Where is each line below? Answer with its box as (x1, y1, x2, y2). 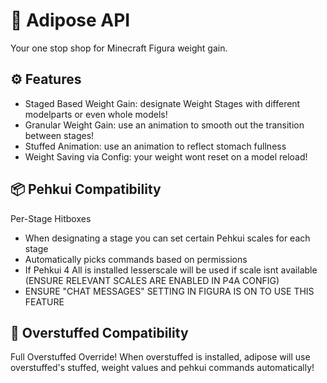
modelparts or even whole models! (24, 108, 168, 120)
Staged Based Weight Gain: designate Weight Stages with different (24, 97, 301, 109)
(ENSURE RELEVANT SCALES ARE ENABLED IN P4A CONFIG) (24, 274, 280, 286)
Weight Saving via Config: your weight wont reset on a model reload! (24, 150, 308, 163)
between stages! (24, 129, 95, 141)
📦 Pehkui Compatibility (10, 181, 162, 198)
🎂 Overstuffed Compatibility (10, 324, 189, 341)
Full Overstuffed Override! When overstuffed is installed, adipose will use (10, 351, 311, 363)
